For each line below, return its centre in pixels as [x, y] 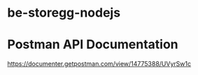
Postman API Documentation [93, 45]
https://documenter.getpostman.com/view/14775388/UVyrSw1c [99, 64]
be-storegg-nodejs [64, 13]
